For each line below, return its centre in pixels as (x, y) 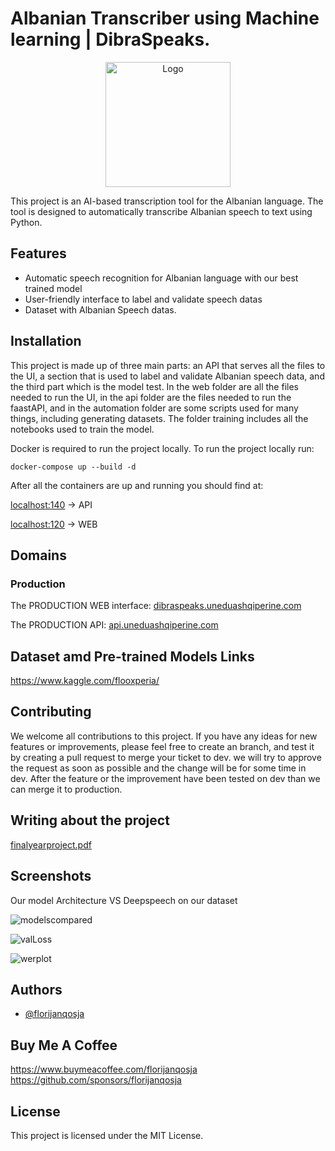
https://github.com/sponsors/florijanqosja (96, 1080)
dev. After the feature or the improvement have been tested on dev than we (165, 778)
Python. (26, 222)
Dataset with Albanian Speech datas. (100, 309)
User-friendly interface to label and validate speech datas (143, 299)
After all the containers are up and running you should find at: (137, 485)
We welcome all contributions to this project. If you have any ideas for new (164, 736)
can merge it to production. (66, 789)
